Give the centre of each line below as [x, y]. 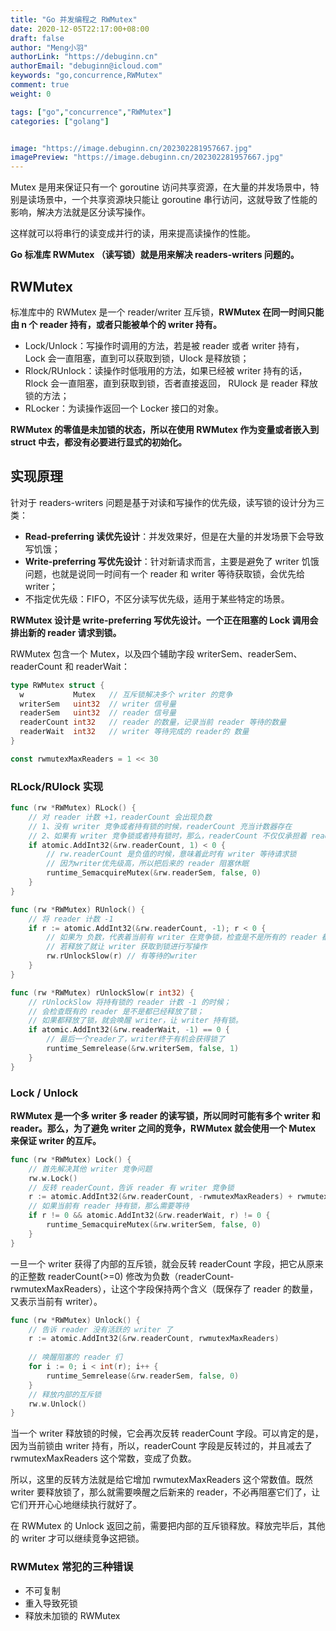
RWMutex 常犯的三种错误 [72, 1567]
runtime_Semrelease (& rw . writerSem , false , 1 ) [143, 1049]
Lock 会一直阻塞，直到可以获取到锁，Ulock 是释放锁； [137, 358]
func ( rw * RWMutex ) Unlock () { [75, 1320]
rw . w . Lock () [53, 1178]
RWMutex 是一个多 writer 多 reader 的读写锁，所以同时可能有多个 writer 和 [165, 1115]
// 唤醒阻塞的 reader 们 [75, 1357]
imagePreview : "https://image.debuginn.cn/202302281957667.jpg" [147, 157]
